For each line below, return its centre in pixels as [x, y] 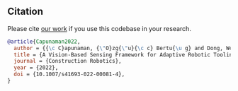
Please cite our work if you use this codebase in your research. [99, 28]
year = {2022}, [36, 68]
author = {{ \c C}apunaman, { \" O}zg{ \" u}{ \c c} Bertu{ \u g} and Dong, [118, 48]
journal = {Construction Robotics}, [68, 61]
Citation [25, 12]
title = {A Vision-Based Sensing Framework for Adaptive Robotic [112, 55]
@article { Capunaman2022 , [44, 42]
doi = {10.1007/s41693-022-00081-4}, [69, 74]
